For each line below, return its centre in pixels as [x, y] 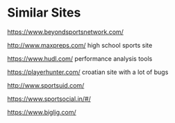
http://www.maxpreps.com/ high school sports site [80, 45]
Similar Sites [44, 13]
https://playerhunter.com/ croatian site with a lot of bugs [88, 72]
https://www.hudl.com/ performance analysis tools [80, 58]
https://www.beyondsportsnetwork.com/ [65, 32]
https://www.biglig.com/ [42, 112]
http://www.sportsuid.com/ [46, 85]
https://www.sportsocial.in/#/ [49, 99]
